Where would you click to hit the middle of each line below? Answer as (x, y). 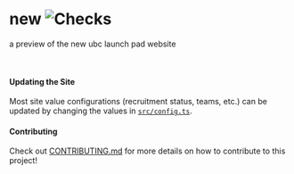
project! (24, 161)
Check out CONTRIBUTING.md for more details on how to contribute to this (147, 151)
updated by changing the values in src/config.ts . (101, 111)
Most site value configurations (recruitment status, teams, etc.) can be (138, 102)
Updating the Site (42, 81)
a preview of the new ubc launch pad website (93, 44)
